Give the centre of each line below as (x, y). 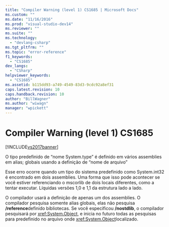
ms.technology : (21, 38)
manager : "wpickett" (27, 108)
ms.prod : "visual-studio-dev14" (39, 24)
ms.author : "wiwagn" (27, 104)
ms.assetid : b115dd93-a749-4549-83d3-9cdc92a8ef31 (60, 85)
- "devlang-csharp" (30, 43)
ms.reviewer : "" (22, 29)
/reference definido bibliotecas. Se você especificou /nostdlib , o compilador (84, 208)
